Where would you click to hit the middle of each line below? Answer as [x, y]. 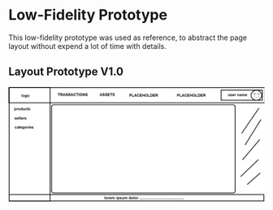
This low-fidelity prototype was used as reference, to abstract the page [128, 37]
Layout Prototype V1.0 [66, 72]
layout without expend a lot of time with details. [87, 46]
